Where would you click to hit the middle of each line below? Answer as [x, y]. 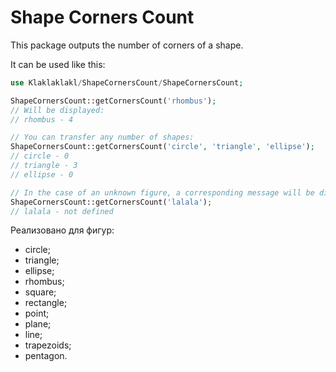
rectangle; [46, 303]
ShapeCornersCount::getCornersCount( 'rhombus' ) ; [113, 101]
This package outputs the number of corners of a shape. [127, 45]
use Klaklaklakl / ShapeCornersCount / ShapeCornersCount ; [127, 82]
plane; [38, 324]
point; [37, 313]
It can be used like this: [58, 64]
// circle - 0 [40, 156]
